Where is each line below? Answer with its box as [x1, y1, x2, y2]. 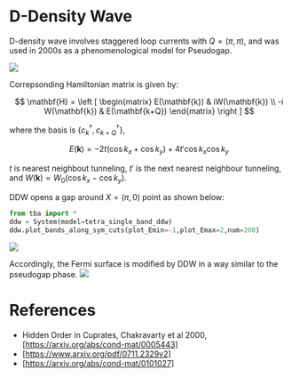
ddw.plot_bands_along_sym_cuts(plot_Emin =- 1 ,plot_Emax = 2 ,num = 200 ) [9, 225, 260, 235]
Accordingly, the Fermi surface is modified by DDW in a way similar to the [9, 258, 279, 269]
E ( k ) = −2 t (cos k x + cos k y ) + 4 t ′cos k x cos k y [69, 144, 229, 156]
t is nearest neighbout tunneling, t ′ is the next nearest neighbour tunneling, [9, 163, 282, 174]
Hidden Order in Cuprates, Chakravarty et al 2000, [21, 329, 207, 340]
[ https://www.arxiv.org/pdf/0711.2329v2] [21, 349, 171, 359]
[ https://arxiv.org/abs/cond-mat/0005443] [21, 339, 179, 349]
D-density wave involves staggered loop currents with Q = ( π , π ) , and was [9, 36, 280, 46]
